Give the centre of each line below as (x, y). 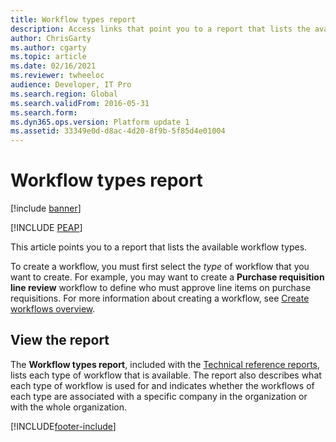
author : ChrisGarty (51, 38)
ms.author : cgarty (48, 47)
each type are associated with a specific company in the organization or (159, 396)
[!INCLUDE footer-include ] (63, 426)
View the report (60, 340)
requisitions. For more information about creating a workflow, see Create (160, 298)
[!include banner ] (46, 208)
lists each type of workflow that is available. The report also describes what (166, 375)
